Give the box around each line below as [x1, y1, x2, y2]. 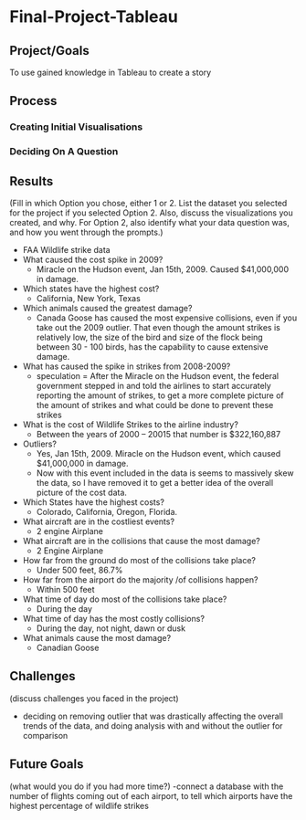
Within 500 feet [36, 584, 95, 595]
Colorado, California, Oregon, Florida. [36, 507, 178, 518]
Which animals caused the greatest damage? [22, 303, 193, 314]
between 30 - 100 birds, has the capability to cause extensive [36, 342, 269, 352]
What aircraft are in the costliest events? [22, 516, 175, 527]
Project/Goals [9, 43, 90, 58]
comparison [22, 730, 69, 741]
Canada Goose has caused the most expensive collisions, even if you [36, 312, 298, 323]
